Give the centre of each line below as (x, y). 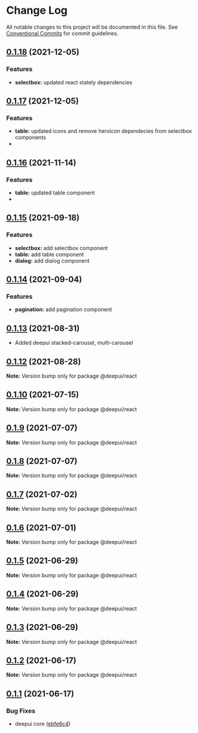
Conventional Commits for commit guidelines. (62, 33)
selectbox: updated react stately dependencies (74, 82)
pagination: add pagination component (63, 309)
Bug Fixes (21, 711)
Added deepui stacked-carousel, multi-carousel (74, 343)
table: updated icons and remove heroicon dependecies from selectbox (103, 131)
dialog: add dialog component (52, 260)
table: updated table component (55, 193)
